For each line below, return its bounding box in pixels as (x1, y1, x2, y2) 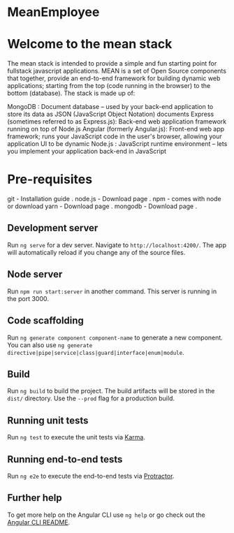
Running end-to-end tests (7, 453, 123, 465)
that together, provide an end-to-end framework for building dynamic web (7, 74, 221, 82)
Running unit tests (7, 414, 89, 426)
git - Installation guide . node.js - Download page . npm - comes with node (7, 195, 221, 203)
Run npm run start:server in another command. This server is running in (7, 287, 217, 295)
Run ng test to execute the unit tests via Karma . (7, 433, 145, 441)
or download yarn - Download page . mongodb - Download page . (7, 202, 198, 210)
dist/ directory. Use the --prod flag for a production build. (7, 394, 175, 402)
